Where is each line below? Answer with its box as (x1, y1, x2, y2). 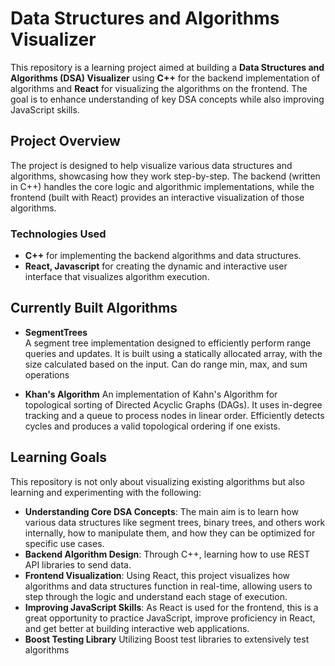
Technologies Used (10, 227, 107, 241)
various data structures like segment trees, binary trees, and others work (24, 516, 326, 528)
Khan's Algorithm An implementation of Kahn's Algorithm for (24, 388, 278, 400)
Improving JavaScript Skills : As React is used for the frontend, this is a (24, 601, 319, 613)
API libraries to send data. (24, 558, 132, 571)
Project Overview (10, 133, 121, 150)
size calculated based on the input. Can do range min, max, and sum (24, 358, 308, 370)
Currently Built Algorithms (10, 300, 178, 317)
